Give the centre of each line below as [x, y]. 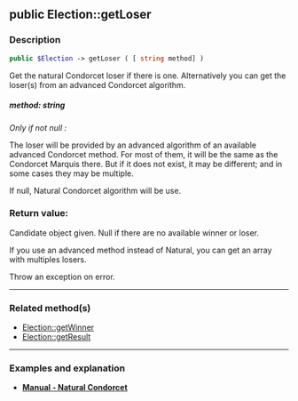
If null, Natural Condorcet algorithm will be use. [95, 190]
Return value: [39, 213]
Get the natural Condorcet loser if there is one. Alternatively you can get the [148, 76]
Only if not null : [38, 127]
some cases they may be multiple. [72, 173]
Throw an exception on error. [62, 277]
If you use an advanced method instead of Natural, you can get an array [141, 250]
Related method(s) [50, 308]
